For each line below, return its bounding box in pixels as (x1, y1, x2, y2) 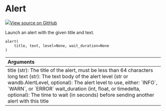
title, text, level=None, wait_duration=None (14, 43, 110, 48)
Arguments (7, 58, 35, 65)
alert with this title (7, 97, 49, 104)
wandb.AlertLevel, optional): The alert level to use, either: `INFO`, (7, 79, 158, 86)
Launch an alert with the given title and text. (5, 29, 95, 35)
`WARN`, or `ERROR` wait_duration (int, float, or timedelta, (7, 85, 141, 92)
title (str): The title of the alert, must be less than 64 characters (7, 67, 153, 74)
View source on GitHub (10, 20, 57, 26)
